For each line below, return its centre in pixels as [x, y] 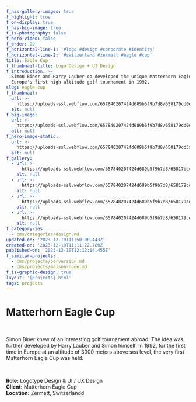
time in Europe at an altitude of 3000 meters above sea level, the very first [95, 352]
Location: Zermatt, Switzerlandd [45, 393]
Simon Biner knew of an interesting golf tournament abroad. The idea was [95, 339]
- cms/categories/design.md [45, 234]
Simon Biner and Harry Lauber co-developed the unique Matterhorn [94, 77]
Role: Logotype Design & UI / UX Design [55, 381]
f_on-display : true [30, 22]
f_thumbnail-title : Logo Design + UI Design [61, 66]
